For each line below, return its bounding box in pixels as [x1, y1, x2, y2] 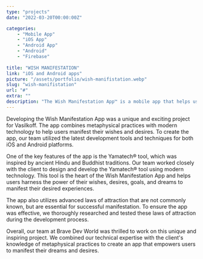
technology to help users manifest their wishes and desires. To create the [6, 128, 189, 135]
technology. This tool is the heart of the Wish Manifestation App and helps [6, 172, 191, 179]
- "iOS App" [17, 37, 47, 43]
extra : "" [6, 93, 31, 99]
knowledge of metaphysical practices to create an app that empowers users [6, 240, 196, 248]
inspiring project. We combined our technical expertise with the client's [6, 234, 184, 241]
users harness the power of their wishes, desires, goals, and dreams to [6, 178, 183, 185]
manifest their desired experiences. [6, 185, 95, 192]
